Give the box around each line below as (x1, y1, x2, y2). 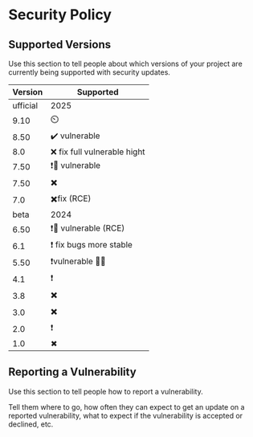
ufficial (12, 100, 39, 111)
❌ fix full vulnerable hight (51, 146, 146, 157)
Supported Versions (8, 38, 111, 51)
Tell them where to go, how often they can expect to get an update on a (8, 402, 245, 411)
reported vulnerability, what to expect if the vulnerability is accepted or (8, 410, 243, 420)
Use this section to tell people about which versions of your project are (8, 59, 243, 68)
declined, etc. (8, 419, 54, 429)
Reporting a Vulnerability (8, 366, 137, 379)
